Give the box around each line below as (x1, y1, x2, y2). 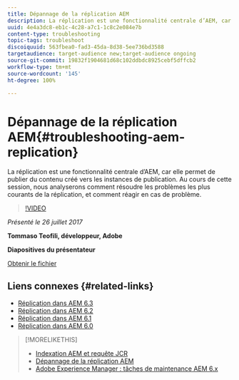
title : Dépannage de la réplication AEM (7, 10, 130, 18)
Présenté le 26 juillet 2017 (7, 218, 83, 227)
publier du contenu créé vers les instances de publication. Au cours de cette (7, 175, 232, 184)
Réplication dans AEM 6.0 (17, 322, 94, 330)
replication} (7, 144, 78, 160)
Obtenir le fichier (7, 260, 57, 268)
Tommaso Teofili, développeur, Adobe (7, 232, 123, 240)
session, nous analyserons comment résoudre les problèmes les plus (7, 183, 210, 191)
